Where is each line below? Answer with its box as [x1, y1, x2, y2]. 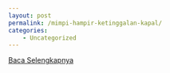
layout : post [8, 11, 52, 20]
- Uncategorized [22, 33, 77, 42]
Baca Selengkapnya [8, 56, 74, 65]
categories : [8, 26, 48, 34]
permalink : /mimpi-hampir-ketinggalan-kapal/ [8, 19, 162, 27]
